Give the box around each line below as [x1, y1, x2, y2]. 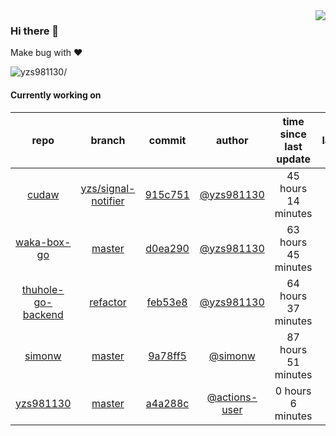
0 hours [274, 384, 312, 398]
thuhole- [21, 282, 65, 296]
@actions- [206, 390, 258, 404]
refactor [89, 295, 127, 309]
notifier [91, 194, 125, 208]
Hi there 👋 [10, 24, 60, 38]
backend [22, 307, 64, 321]
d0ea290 [145, 241, 190, 255]
